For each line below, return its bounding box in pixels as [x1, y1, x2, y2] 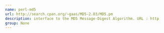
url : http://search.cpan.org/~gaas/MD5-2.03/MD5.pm [5, 12, 113, 16]
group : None [5, 20, 29, 26]
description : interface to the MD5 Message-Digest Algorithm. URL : [5, 16, 148, 21]
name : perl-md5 [5, 7, 36, 12]
